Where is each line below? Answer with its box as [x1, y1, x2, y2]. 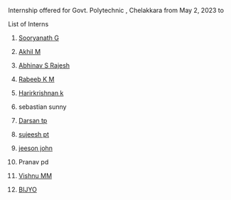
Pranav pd [18, 158, 49, 166]
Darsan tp [18, 117, 48, 125]
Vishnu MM [18, 172, 53, 180]
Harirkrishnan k [18, 89, 64, 97]
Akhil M [18, 48, 41, 56]
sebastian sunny [18, 102, 67, 111]
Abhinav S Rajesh [18, 61, 70, 70]
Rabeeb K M [18, 75, 55, 83]
